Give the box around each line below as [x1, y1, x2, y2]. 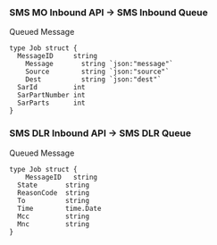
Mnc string [17, 219, 90, 229]
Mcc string [17, 212, 90, 221]
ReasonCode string [17, 188, 90, 198]
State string [17, 181, 90, 190]
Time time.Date [17, 204, 102, 213]
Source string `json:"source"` [25, 67, 170, 77]
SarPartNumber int [17, 91, 87, 100]
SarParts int [17, 98, 87, 108]
